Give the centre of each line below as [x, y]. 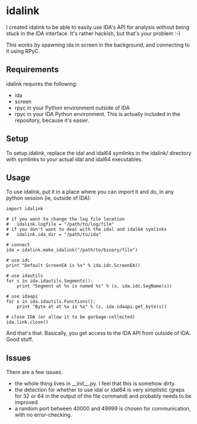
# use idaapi [22, 297]
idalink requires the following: [42, 84]
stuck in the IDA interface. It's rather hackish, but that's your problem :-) [93, 33]
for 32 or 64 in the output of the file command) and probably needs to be [103, 396]
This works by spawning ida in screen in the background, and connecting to [98, 45]
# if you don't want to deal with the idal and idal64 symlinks [86, 230]
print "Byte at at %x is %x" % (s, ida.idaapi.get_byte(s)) [92, 307]
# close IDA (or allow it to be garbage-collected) [71, 317]
